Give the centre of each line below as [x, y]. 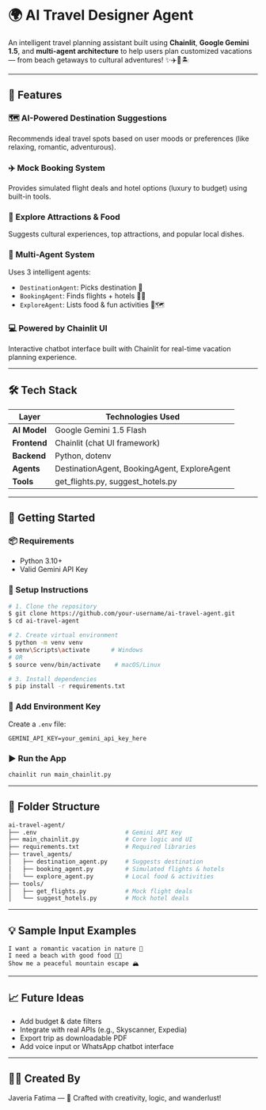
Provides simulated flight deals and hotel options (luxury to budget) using [128, 188]
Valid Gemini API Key [54, 570]
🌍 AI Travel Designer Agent [101, 15]
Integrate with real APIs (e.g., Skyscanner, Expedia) [103, 1029]
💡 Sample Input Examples [72, 930]
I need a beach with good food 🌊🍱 [65, 956]
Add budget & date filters [61, 1021]
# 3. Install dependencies [53, 679]
